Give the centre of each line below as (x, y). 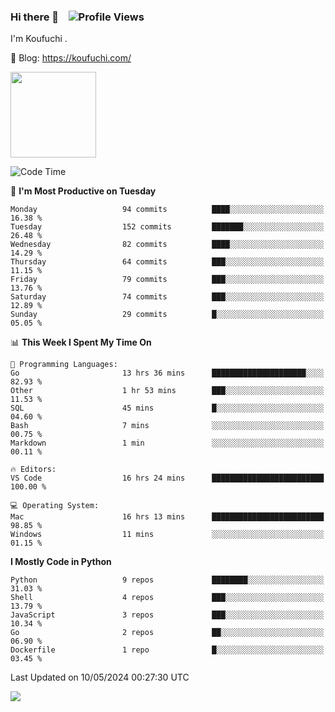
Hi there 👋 (35, 17)
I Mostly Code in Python (61, 562)
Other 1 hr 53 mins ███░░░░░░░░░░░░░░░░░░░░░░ (167, 391)
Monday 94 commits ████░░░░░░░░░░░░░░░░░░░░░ (167, 210)
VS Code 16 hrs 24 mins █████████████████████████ (167, 478)
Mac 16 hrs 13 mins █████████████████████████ (167, 517)
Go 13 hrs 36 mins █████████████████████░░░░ (167, 373)
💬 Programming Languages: (64, 365)
